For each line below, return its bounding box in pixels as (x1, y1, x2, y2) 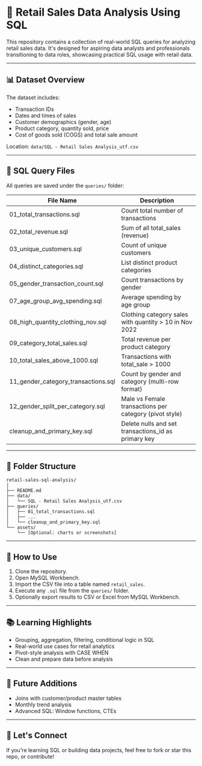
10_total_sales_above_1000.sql (9, 356, 98, 364)
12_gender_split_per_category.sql (9, 402, 105, 410)
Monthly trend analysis (14, 701, 72, 708)
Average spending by (121, 293, 182, 301)
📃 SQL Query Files (6, 166, 75, 176)
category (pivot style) (121, 409, 182, 418)
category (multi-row (121, 377, 179, 385)
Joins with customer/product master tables (14, 694, 122, 702)
